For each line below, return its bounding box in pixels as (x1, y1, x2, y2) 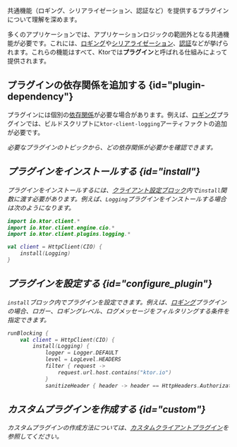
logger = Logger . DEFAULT (44, 350, 119, 357)
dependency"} (7, 90, 74, 103)
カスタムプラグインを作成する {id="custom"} (7, 403, 206, 415)
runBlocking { (7, 330, 49, 337)
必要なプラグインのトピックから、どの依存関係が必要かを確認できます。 (7, 143, 217, 151)
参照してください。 (7, 432, 63, 441)
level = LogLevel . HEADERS (44, 356, 121, 363)
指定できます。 (7, 316, 51, 324)
